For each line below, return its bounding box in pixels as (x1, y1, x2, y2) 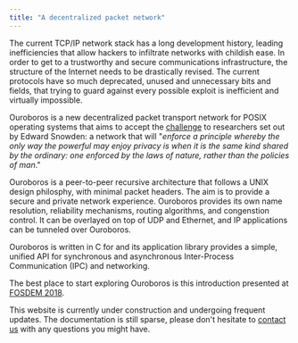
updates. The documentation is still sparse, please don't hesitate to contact (9, 314, 286, 324)
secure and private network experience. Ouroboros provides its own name (9, 196, 283, 206)
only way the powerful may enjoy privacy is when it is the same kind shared (9, 140, 289, 151)
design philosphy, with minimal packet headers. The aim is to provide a (9, 186, 270, 197)
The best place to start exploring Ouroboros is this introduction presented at (9, 278, 289, 289)
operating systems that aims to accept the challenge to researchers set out (9, 121, 286, 132)
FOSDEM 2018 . (9, 287, 65, 297)
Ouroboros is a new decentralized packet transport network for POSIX (9, 112, 268, 122)
